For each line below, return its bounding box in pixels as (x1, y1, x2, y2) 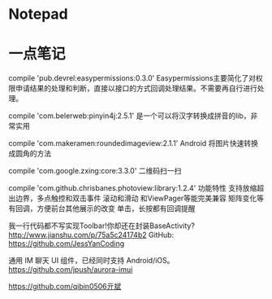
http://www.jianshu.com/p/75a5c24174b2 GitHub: (8, 230, 175, 240)
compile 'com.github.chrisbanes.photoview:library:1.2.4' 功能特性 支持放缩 (8, 183, 257, 193)
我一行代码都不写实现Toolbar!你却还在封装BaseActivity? (8, 221, 195, 231)
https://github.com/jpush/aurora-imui (8, 265, 133, 275)
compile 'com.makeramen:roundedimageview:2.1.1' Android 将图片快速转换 (8, 139, 258, 148)
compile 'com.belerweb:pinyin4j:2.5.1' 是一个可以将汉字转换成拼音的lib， (8, 111, 251, 121)
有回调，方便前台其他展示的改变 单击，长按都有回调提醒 (8, 204, 196, 213)
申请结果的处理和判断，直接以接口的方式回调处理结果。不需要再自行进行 (15, 83, 257, 94)
